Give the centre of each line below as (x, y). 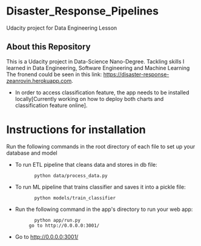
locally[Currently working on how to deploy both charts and (89, 99)
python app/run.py (57, 220)
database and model (32, 153)
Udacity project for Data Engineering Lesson (62, 28)
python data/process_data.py (71, 176)
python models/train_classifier (75, 198)
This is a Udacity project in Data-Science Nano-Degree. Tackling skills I (95, 61)
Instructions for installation (76, 130)
